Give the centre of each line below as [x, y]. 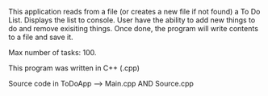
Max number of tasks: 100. [52, 52]
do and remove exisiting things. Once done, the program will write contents [133, 28]
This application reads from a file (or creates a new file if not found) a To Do [134, 12]
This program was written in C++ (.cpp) [74, 68]
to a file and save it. [41, 37]
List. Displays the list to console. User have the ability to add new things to [132, 20]
